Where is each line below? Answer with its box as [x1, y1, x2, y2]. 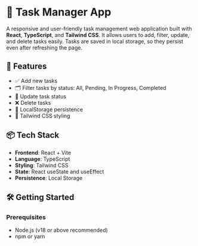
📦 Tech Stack [6, 130, 60, 141]
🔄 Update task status [14, 92, 67, 100]
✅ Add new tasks [14, 77, 58, 84]
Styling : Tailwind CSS [14, 161, 69, 169]
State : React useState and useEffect [14, 168, 104, 175]
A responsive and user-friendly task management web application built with [6, 25, 192, 32]
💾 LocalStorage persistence [14, 105, 83, 113]
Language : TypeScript [14, 155, 70, 163]
